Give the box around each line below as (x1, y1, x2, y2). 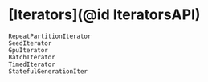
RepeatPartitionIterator (8, 32, 92, 40)
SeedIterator (8, 39, 52, 47)
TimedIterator (8, 60, 56, 68)
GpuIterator (8, 46, 48, 54)
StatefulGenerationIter (8, 67, 88, 76)
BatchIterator (8, 53, 56, 61)
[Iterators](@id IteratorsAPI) (8, 6, 201, 24)
